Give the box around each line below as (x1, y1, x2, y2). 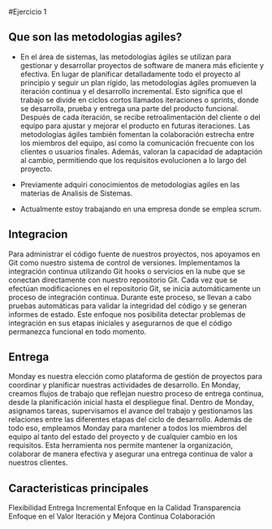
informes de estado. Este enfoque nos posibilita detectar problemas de (8, 309, 246, 319)
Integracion (8, 227, 68, 242)
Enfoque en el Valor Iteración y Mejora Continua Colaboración (8, 511, 215, 522)
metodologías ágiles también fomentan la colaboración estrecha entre (19, 129, 254, 139)
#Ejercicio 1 (8, 7, 47, 16)
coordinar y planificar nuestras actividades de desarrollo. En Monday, (8, 381, 241, 390)
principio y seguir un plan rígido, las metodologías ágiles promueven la (19, 77, 257, 88)
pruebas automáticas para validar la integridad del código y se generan (8, 300, 248, 311)
